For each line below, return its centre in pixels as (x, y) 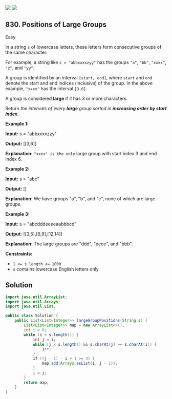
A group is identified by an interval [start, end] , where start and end (79, 77)
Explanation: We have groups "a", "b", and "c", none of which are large (80, 198)
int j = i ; (44, 340)
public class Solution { (32, 316)
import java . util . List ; (31, 307)
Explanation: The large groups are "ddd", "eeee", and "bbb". (69, 244)
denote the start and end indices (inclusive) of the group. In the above (79, 83)
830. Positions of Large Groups (56, 25)
